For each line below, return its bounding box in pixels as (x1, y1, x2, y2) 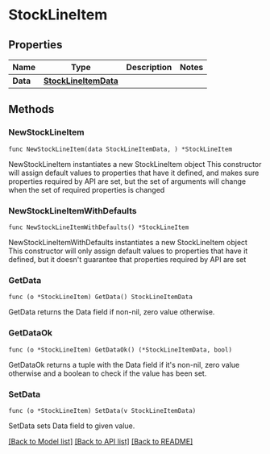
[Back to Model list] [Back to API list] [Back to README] (8, 436, 193, 446)
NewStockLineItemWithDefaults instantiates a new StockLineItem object (8, 237, 248, 247)
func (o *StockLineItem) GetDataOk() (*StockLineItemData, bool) (8, 345, 232, 354)
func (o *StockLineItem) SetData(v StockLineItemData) (8, 406, 197, 414)
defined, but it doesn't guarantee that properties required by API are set (8, 254, 247, 264)
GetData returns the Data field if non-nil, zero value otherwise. (8, 307, 215, 317)
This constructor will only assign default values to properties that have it (8, 246, 248, 256)
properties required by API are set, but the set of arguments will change (8, 176, 247, 186)
